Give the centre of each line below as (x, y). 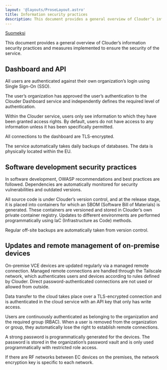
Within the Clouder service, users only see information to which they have (81, 116)
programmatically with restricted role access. (51, 347)
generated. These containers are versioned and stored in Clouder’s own (79, 210)
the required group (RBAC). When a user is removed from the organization (81, 322)
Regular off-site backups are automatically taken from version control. (77, 230)
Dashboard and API (36, 69)
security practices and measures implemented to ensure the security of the (83, 48)
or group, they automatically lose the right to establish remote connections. (82, 327)
